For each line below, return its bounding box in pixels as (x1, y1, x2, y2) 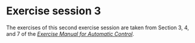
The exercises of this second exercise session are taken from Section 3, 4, (6, 24, 190, 31)
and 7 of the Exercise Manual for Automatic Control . (6, 30, 134, 37)
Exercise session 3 (6, 4, 101, 18)
